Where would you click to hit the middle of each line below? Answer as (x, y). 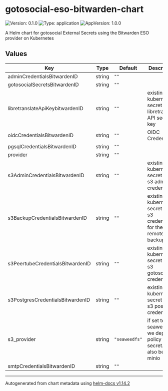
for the (155, 227)
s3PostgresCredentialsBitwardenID (49, 300)
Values (16, 54)
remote (155, 233)
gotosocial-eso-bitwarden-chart (74, 9)
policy (154, 339)
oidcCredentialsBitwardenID (41, 135)
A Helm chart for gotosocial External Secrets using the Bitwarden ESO (77, 33)
